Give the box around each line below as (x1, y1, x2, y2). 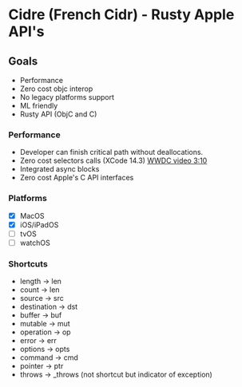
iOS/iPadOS (19, 219, 59, 229)
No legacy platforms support (19, 93, 114, 101)
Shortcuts (8, 258, 48, 269)
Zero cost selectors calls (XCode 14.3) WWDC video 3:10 (19, 156, 208, 165)
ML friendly (19, 101, 58, 110)
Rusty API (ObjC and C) (19, 109, 97, 119)
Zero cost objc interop (19, 84, 93, 93)
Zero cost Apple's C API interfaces (19, 173, 134, 183)
